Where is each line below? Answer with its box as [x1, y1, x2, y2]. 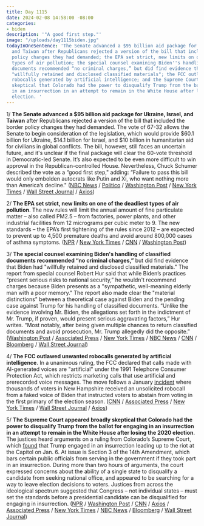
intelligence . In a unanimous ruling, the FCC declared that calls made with [6, 359, 192, 366]
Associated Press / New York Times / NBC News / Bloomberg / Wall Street [6, 506, 192, 514]
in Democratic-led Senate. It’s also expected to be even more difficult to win [6, 156, 196, 163]
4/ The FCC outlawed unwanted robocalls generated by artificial [6, 352, 172, 359]
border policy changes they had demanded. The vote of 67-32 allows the [6, 123, 189, 131]
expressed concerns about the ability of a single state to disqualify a [6, 468, 177, 475]
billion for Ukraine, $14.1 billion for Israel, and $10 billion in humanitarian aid [6, 136, 194, 144]
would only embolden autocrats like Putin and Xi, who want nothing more [6, 175, 189, 182]
